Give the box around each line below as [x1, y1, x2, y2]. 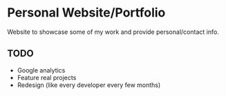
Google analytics [17, 66, 66, 74]
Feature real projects [17, 73, 77, 81]
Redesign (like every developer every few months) [17, 81, 161, 89]
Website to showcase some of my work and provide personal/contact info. [7, 28, 219, 36]
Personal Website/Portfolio [7, 5, 166, 21]
